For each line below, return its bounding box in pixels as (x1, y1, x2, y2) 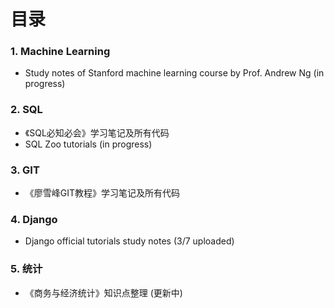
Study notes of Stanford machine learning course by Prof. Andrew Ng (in (24, 67, 325, 79)
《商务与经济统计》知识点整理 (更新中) (24, 286, 183, 299)
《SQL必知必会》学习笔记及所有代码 (24, 126, 170, 139)
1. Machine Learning (10, 45, 111, 59)
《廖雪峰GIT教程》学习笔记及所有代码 (24, 187, 181, 199)
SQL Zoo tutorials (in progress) (24, 138, 153, 150)
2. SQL (10, 103, 43, 117)
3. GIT (10, 163, 40, 177)
